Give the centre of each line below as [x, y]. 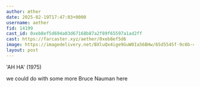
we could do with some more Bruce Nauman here [67, 78]
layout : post [22, 50]
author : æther [24, 12]
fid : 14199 [20, 28]
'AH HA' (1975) [24, 67]
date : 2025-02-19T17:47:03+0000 [46, 17]
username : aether [28, 22]
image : [14, 45]
